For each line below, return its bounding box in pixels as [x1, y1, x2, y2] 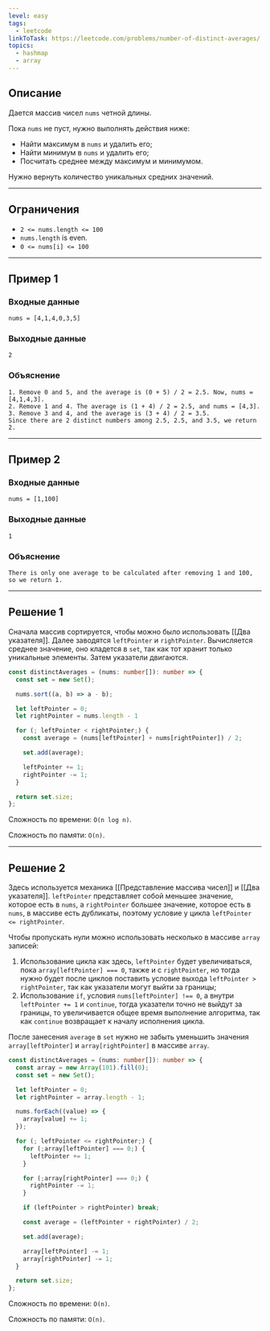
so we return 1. [8, 577, 63, 585]
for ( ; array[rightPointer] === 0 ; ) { [22, 1174, 149, 1182]
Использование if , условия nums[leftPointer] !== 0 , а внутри [19, 991, 235, 1001]
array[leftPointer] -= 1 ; [22, 1247, 110, 1255]
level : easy [8, 11, 48, 20]
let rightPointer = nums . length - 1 [15, 712, 138, 721]
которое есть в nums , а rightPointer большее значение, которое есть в [8, 899, 252, 910]
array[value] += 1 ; [22, 1115, 88, 1123]
